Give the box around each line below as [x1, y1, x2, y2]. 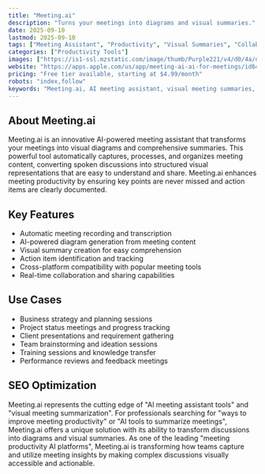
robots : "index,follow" [8, 77, 87, 85]
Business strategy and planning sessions [19, 314, 153, 324]
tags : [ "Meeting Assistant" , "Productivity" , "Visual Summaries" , [8, 41, 231, 49]
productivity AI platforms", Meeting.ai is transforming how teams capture [8, 442, 244, 451]
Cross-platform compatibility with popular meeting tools [19, 262, 202, 272]
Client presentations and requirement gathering [19, 331, 174, 340]
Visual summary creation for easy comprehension [19, 246, 182, 254]
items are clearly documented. [8, 185, 108, 194]
